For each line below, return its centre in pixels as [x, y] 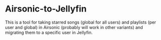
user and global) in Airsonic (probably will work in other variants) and [74, 27]
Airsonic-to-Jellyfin [46, 9]
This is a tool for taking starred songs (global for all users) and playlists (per [80, 22]
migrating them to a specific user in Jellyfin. [49, 32]
